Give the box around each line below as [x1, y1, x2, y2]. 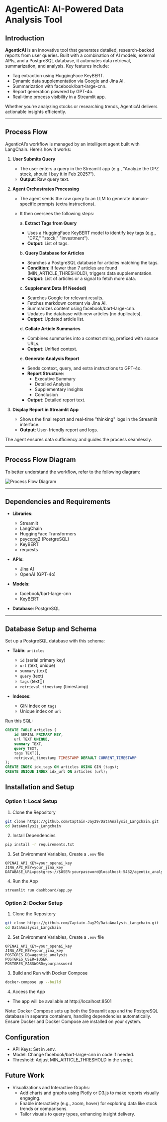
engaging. [19, 1095, 41, 1101]
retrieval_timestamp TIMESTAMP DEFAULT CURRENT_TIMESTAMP [14, 755, 137, 760]
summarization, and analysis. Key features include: [5, 63, 109, 69]
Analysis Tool [5, 14, 63, 25]
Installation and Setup [5, 783, 75, 791]
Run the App [12, 878, 38, 884]
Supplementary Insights [34, 386, 83, 392]
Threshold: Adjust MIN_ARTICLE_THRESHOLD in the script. [12, 1057, 133, 1063]
